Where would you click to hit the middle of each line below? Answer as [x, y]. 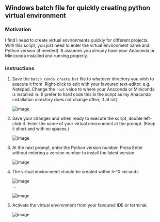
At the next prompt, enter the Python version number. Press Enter [77, 148]
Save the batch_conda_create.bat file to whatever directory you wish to [83, 79]
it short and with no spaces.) [40, 129]
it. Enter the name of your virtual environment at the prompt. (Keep [89, 123]
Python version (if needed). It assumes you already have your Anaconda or [80, 50]
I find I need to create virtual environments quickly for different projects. [77, 40]
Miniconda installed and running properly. [47, 55]
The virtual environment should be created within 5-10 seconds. [76, 171]
